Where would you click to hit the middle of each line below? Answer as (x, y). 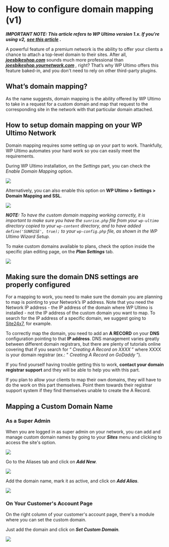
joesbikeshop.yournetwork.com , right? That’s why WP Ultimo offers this (82, 65)
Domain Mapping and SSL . (34, 196)
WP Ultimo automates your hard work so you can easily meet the (73, 150)
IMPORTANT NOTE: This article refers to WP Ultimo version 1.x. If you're (83, 34)
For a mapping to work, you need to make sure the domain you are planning (84, 297)
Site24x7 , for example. (29, 323)
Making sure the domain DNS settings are (72, 277)
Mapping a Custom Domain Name (59, 406)
